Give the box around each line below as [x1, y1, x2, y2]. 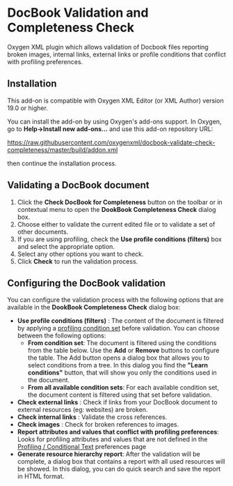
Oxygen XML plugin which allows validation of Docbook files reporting [7, 43, 209, 51]
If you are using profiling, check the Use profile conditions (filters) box [17, 235, 223, 243]
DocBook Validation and [7, 5, 149, 21]
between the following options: [17, 331, 106, 340]
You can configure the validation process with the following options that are [7, 296, 224, 304]
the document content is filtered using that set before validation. [27, 390, 212, 399]
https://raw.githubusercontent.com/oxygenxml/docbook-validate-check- [7, 138, 216, 146]
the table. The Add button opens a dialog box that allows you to [27, 354, 210, 362]
